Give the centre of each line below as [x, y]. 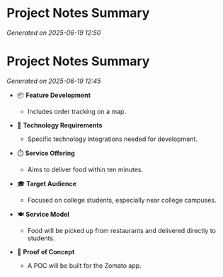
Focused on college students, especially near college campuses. [122, 200]
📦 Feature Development [54, 95]
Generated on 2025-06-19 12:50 [54, 33]
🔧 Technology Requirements [59, 125]
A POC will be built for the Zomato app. [85, 265]
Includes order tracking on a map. [77, 111]
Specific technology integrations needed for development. [112, 139]
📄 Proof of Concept [46, 251]
